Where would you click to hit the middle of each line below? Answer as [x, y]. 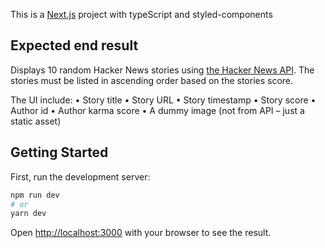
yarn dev [28, 214]
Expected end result [74, 45]
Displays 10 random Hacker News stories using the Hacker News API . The [162, 70]
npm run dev [35, 195]
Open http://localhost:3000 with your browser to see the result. [141, 233]
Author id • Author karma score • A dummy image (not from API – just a [157, 110]
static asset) [36, 121]
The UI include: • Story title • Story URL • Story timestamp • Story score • [163, 100]
